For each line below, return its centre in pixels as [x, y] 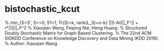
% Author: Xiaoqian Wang [31, 43]
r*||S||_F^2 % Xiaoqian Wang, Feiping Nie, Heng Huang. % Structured [76, 27]
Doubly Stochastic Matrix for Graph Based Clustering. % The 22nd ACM [78, 33]
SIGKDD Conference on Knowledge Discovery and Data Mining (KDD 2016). [82, 38]
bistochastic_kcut [42, 9]
